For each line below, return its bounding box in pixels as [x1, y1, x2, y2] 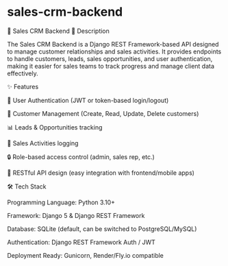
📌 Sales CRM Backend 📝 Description [7, 27, 110, 35]
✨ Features [7, 82, 39, 90]
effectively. [7, 69, 39, 77]
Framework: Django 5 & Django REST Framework [7, 211, 145, 219]
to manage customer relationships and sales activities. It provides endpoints [7, 47, 222, 56]
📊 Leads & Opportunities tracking [7, 123, 103, 131]
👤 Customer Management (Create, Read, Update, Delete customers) [7, 109, 199, 117]
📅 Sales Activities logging [7, 138, 79, 147]
